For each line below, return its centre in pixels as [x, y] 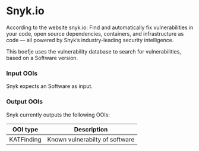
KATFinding [25, 139]
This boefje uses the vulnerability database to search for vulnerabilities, [94, 51]
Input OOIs [22, 73]
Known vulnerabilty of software [91, 139]
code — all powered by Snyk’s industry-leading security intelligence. [90, 40]
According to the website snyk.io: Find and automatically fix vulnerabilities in [100, 27]
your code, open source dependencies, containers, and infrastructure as [95, 33]
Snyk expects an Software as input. [50, 86]
